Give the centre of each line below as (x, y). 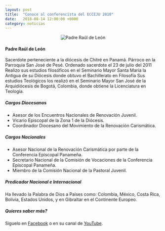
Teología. (15, 92)
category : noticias (25, 23)
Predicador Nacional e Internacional (43, 182)
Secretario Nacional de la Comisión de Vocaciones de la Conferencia (82, 160)
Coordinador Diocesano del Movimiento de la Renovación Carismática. (84, 126)
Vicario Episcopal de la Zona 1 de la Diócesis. (58, 120)
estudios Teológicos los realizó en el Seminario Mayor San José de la (76, 81)
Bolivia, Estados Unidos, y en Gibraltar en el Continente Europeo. (71, 200)
